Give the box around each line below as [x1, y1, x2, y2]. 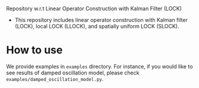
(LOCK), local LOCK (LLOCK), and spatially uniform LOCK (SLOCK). [14, 23, 179, 30]
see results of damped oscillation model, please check [6, 69, 140, 76]
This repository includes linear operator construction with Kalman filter [14, 17, 188, 23]
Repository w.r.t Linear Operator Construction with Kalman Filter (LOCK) [6, 5, 182, 12]
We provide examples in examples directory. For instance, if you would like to [6, 63, 193, 70]
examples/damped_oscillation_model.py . [6, 75, 104, 82]
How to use [6, 44, 63, 57]
